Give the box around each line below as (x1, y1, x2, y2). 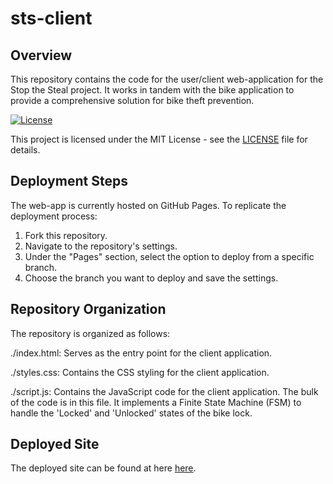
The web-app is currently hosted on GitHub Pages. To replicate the (10, 199, 287, 211)
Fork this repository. (24, 229, 108, 241)
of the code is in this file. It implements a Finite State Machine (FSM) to (10, 396, 302, 408)
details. (10, 144, 41, 156)
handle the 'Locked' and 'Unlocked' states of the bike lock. (10, 407, 253, 419)
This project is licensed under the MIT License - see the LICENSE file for (10, 133, 308, 145)
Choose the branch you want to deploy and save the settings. (24, 272, 279, 284)
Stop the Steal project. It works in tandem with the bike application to (10, 84, 295, 96)
